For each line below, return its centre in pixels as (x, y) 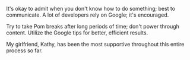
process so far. (24, 50)
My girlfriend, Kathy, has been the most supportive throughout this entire (95, 44)
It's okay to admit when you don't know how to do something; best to (91, 9)
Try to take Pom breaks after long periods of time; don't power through (93, 26)
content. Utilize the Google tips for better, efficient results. (77, 33)
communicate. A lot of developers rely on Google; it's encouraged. (88, 15)
